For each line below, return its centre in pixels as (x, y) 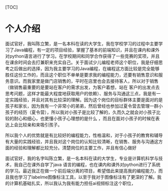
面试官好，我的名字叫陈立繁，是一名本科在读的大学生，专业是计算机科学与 (82, 158)
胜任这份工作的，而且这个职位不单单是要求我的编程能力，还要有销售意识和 (82, 75)
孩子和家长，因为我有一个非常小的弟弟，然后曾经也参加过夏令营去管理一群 (82, 106)
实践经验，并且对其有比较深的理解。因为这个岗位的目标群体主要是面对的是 (86, 100)
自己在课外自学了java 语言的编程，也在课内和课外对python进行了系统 (89, 165)
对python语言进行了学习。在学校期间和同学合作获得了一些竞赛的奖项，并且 (82, 56)
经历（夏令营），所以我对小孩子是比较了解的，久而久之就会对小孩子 (87, 112)
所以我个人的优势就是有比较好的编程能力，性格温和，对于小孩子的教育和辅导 (84, 135)
